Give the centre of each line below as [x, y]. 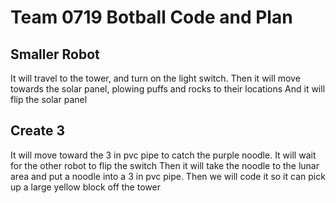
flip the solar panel [49, 99]
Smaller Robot [55, 54]
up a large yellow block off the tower [85, 187]
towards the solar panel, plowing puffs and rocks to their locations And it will [168, 89]
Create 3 [38, 131]
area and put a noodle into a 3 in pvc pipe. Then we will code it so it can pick [168, 176]
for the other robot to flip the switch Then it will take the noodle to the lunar [165, 165]
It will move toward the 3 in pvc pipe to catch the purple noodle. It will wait [163, 155]
